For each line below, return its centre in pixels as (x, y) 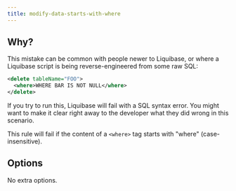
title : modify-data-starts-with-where (64, 14)
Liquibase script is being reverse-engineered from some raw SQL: (103, 66)
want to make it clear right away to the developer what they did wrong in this (118, 113)
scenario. (21, 120)
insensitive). (25, 141)
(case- (210, 134)
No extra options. (32, 180)
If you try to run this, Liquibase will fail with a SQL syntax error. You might (113, 106)
